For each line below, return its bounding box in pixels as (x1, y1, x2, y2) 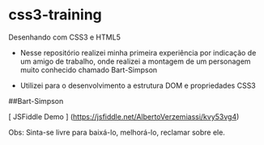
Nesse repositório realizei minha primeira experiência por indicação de (19, 48, 257, 57)
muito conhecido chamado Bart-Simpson (19, 64, 158, 74)
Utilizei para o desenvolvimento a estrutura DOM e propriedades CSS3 (19, 81, 257, 90)
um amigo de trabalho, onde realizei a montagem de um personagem (19, 56, 251, 66)
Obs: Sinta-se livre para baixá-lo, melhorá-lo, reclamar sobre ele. (8, 127, 225, 137)
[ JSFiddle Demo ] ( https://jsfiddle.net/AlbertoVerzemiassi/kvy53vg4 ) (8, 111, 240, 122)
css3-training (8, 6, 103, 24)
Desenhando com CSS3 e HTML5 (8, 32, 121, 42)
